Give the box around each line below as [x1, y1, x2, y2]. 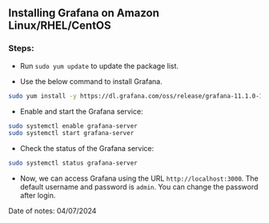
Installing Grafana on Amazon [8, 6, 160, 20]
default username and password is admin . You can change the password [19, 182, 259, 192]
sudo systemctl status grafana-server [8, 159, 138, 167]
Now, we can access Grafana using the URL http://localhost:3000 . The [19, 173, 259, 183]
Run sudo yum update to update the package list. [19, 61, 179, 70]
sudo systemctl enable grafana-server [8, 121, 138, 130]
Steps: [8, 43, 34, 54]
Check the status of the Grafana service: [19, 144, 155, 153]
